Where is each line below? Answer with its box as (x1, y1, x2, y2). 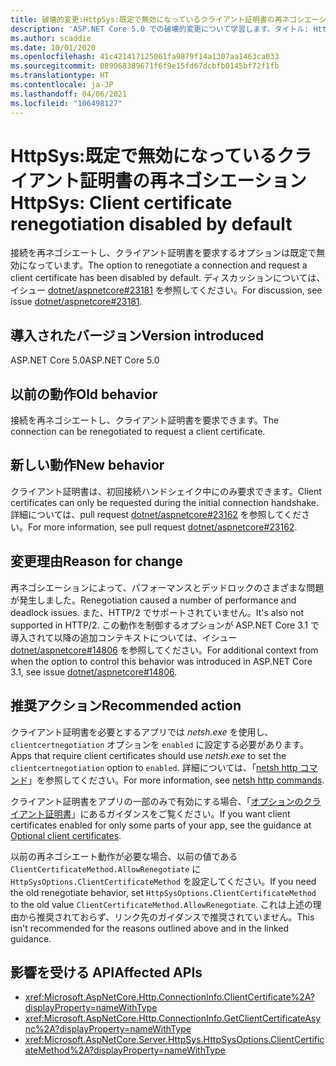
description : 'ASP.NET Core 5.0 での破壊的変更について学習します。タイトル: (10, 24, 310, 34)
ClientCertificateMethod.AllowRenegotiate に (10, 862, 202, 875)
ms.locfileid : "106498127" (10, 98, 123, 108)
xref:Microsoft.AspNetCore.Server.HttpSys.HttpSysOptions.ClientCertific (24, 1034, 325, 1046)
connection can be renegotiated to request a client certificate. (10, 426, 266, 438)
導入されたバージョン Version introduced (10, 327, 265, 344)
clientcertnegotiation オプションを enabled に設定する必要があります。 (10, 738, 309, 750)
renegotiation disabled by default (10, 212, 293, 235)
